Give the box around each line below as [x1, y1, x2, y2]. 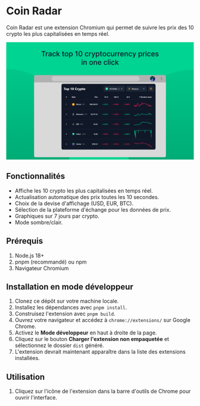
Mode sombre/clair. [14, 219, 63, 226]
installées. [14, 355, 40, 362]
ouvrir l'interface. [14, 394, 58, 401]
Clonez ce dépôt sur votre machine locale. [14, 297, 119, 305]
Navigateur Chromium [14, 264, 69, 272]
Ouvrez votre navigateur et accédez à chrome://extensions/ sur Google [14, 317, 190, 324]
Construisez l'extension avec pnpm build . [14, 310, 116, 317]
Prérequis [6, 236, 43, 246]
